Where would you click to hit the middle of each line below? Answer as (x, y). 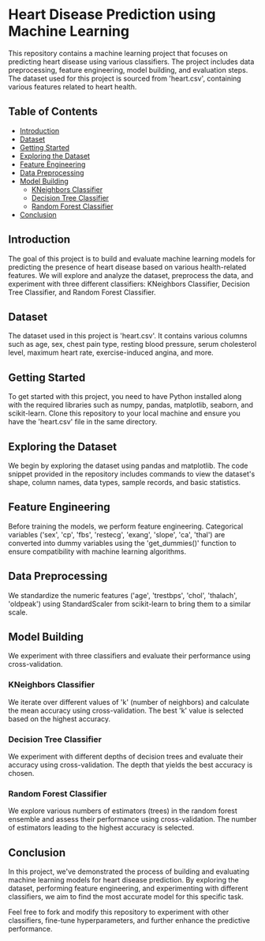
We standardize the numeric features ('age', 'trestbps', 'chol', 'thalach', (123, 595)
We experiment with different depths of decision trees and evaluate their (126, 757)
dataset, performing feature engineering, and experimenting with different (128, 888)
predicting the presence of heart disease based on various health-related (127, 267)
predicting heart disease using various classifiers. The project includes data (131, 62)
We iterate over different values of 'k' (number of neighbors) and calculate (129, 702)
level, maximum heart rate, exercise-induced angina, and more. (111, 352)
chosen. (21, 774)
